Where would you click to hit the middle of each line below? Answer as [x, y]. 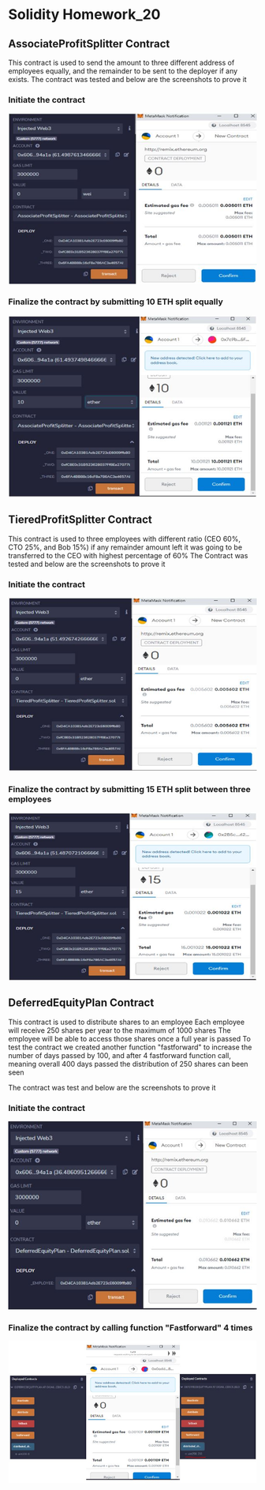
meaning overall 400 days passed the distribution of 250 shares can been [128, 1064]
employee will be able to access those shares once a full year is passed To [129, 1038]
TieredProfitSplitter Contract [80, 520]
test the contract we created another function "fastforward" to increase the [130, 1047]
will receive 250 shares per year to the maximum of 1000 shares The [119, 1030]
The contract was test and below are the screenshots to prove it [112, 1087]
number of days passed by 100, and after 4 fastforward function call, [119, 1055]
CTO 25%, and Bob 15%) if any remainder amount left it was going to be [125, 547]
